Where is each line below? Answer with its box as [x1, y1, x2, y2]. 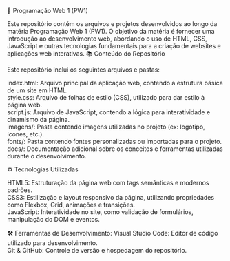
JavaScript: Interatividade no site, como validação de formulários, [7, 208, 194, 216]
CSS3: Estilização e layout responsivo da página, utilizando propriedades [7, 194, 215, 201]
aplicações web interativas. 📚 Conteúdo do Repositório [7, 50, 165, 58]
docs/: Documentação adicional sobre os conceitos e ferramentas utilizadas [7, 145, 223, 153]
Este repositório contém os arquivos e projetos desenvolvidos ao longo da [7, 20, 218, 28]
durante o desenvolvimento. [7, 152, 87, 160]
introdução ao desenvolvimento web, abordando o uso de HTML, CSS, [7, 34, 208, 43]
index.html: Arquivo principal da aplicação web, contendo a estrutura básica [7, 79, 224, 87]
